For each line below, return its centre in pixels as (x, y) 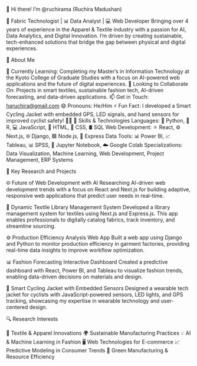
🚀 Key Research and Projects (41, 171)
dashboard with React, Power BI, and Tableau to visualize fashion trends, (95, 270)
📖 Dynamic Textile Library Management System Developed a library (88, 207)
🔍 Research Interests (32, 319)
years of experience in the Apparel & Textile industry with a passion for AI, (96, 29)
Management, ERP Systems (40, 160)
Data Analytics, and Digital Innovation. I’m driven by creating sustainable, (95, 36)
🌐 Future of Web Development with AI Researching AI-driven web (86, 183)
